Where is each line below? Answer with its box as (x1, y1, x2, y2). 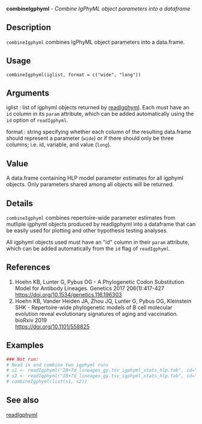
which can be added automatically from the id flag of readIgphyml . (6, 245, 171, 252)
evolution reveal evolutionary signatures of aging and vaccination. (14, 310, 179, 317)
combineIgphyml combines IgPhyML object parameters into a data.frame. (6, 38, 185, 46)
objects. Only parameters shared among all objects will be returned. (6, 181, 174, 188)
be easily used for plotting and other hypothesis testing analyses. (6, 227, 168, 234)
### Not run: (6, 356, 39, 362)
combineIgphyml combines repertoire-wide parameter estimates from (6, 214, 176, 222)
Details (6, 198, 33, 208)
